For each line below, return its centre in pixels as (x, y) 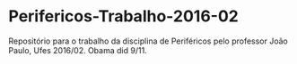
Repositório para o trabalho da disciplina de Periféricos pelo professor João (148, 41)
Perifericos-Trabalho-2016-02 (123, 16)
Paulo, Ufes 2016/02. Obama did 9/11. (78, 50)
